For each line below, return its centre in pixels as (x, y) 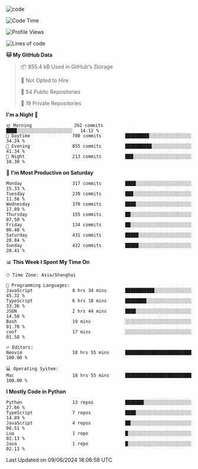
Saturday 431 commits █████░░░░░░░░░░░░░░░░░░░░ (99, 235)
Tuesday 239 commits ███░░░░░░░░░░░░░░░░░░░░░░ (99, 194)
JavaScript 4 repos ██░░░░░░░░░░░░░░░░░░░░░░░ (99, 423)
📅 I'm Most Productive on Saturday (50, 172)
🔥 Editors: (20, 347)
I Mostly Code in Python (36, 392)
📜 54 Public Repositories (51, 92)
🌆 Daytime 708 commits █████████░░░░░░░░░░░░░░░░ (99, 136)
